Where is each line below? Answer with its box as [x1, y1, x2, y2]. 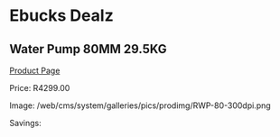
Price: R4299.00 [9, 83, 70, 93]
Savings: [9, 118, 42, 128]
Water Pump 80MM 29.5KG [9, 41, 167, 57]
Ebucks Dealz [9, 5, 115, 26]
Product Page [9, 65, 61, 76]
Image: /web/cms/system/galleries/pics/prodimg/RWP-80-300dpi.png [9, 100, 271, 111]
